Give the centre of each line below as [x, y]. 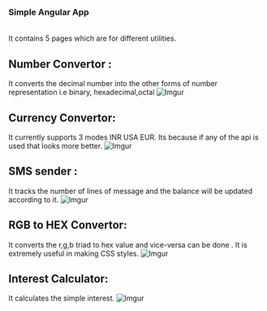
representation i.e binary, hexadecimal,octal [82, 93]
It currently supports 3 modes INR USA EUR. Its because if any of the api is [133, 137]
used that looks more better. [56, 145]
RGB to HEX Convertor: [68, 225]
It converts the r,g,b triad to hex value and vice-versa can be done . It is [128, 244]
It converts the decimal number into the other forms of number [113, 84]
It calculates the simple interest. [62, 298]
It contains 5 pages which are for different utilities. [93, 38]
